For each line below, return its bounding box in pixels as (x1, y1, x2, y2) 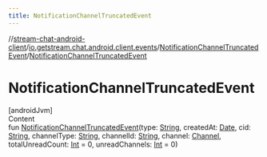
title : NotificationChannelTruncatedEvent (8, 11, 152, 20)
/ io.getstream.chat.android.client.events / (26, 42, 160, 52)
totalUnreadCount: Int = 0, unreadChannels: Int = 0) (8, 139, 178, 149)
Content (8, 114, 35, 123)
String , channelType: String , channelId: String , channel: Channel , (8, 131, 221, 140)
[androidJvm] (8, 105, 54, 115)
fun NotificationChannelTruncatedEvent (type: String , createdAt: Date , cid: (8, 122, 252, 132)
